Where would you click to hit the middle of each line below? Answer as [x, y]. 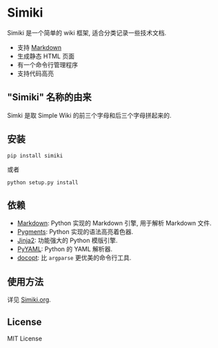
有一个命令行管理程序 [47, 64]
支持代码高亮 [35, 73]
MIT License [25, 338]
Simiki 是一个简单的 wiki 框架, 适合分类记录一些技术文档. [87, 33]
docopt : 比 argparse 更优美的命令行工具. [74, 258]
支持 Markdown [39, 47]
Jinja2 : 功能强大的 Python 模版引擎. [67, 241]
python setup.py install [43, 182]
